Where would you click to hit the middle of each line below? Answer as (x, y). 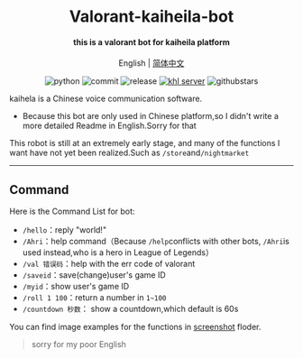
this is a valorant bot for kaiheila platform (151, 41)
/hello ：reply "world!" (64, 230)
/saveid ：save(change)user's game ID (94, 275)
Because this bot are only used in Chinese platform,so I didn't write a (151, 116)
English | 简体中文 (151, 63)
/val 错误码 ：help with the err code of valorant (109, 264)
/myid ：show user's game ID (76, 287)
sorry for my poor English (78, 344)
